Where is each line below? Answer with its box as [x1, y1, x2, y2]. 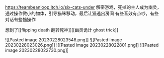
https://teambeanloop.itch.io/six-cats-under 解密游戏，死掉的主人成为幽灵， [5, 4, 162, 10]
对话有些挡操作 [5, 17, 36, 22]
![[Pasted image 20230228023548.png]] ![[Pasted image [5, 37, 123, 43]
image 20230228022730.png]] [5, 47, 69, 53]
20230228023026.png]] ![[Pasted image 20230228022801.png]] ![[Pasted [5, 42, 159, 48]
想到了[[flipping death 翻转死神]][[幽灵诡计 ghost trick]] [5, 27, 118, 33]
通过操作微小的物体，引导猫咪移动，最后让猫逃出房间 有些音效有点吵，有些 [5, 10, 159, 16]
